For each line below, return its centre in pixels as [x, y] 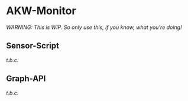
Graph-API [26, 79]
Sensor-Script [33, 46]
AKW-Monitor [41, 11]
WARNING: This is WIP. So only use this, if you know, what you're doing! [94, 27]
